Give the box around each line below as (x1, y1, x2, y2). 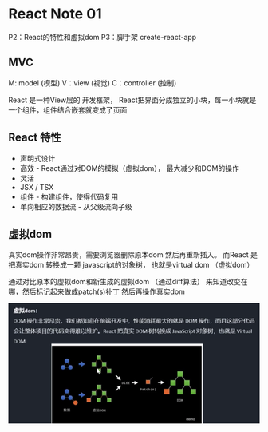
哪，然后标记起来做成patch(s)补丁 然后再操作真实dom (8, 287, 186, 296)
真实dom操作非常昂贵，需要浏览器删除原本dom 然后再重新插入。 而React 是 (8, 250, 258, 260)
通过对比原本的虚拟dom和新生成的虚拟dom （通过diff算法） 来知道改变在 (8, 277, 249, 287)
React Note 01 (8, 5, 102, 23)
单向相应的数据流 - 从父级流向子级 (19, 201, 133, 212)
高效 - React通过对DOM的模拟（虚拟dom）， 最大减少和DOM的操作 (19, 163, 239, 172)
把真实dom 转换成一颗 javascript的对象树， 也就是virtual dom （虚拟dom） (8, 260, 254, 270)
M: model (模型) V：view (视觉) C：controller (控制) (8, 77, 177, 88)
